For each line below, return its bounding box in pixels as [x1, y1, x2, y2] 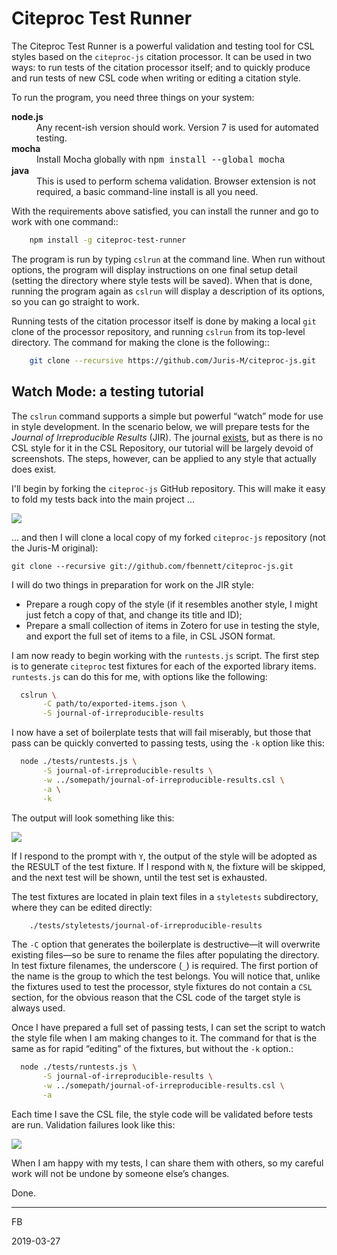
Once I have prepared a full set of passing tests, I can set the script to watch [11, 1022, 326, 1034]
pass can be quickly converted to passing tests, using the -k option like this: [11, 737, 325, 749]
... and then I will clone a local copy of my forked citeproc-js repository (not [11, 531, 326, 543]
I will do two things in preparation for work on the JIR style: [11, 578, 254, 591]
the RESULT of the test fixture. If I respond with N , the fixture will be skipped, [11, 860, 326, 872]
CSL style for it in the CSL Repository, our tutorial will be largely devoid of [11, 442, 314, 454]
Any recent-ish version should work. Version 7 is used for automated [36, 121, 319, 133]
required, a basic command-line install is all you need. [36, 185, 259, 197]
